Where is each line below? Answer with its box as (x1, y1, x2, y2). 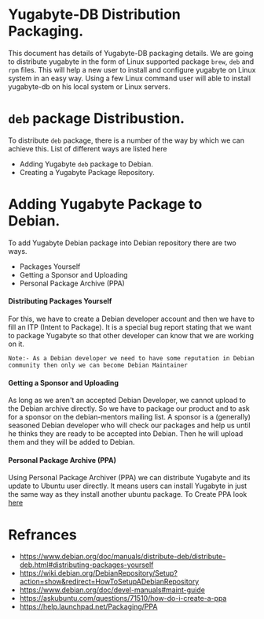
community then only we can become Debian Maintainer (8, 361, 189, 370)
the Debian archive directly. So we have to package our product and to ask (8, 404, 250, 413)
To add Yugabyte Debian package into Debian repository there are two (8, 238, 237, 248)
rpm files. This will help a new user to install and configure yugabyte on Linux (8, 65, 256, 74)
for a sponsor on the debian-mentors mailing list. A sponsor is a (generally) (8, 412, 251, 422)
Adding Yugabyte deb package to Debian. (19, 159, 153, 169)
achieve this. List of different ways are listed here (8, 144, 167, 153)
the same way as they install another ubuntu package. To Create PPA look (8, 490, 247, 499)
